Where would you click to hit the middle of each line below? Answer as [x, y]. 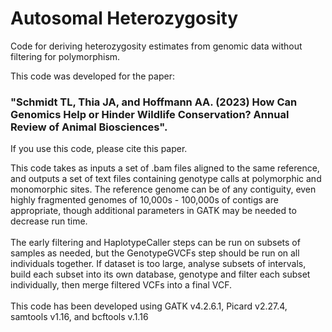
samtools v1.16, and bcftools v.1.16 [79, 317]
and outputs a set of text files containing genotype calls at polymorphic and [166, 179]
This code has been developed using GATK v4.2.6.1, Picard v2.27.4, [149, 306]
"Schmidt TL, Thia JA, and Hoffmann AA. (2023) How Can [154, 102]
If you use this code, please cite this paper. [99, 149]
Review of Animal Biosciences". [89, 127]
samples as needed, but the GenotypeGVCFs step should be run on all [155, 253]
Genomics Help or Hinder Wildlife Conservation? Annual [150, 114]
